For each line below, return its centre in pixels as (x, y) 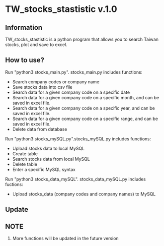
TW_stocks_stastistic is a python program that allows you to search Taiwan (82, 39)
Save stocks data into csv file (42, 87)
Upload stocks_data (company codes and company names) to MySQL (84, 194)
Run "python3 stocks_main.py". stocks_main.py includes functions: (74, 72)
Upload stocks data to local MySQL (48, 148)
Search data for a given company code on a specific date (71, 92)
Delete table (25, 164)
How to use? (25, 60)
